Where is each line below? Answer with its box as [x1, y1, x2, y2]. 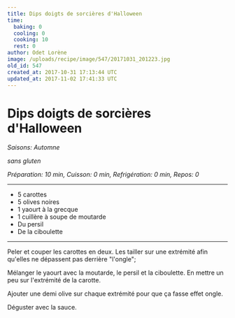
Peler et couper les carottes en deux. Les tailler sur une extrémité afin [7, 247, 208, 256]
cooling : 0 [13, 29, 45, 37]
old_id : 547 [7, 62, 42, 69]
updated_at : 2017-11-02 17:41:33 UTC [7, 75, 117, 82]
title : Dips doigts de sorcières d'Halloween [7, 10, 142, 17]
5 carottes [17, 190, 48, 199]
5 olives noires [17, 198, 59, 206]
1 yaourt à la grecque [17, 205, 78, 214]
